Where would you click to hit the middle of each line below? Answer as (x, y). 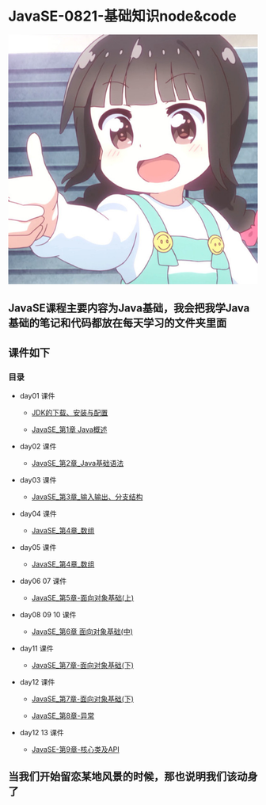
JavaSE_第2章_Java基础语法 (78, 464)
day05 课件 (38, 547)
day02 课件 (38, 446)
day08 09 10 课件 (48, 615)
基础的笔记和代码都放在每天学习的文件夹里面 (118, 323)
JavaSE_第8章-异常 (63, 716)
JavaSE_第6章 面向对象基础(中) (82, 631)
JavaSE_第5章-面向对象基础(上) (83, 598)
